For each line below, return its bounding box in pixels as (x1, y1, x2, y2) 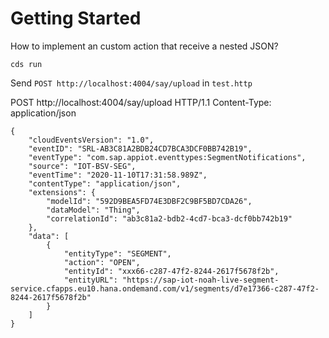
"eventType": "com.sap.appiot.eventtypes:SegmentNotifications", (28, 152, 307, 162)
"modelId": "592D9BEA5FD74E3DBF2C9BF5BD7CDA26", (46, 196, 253, 206)
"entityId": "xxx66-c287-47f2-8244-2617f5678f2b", (63, 266, 280, 276)
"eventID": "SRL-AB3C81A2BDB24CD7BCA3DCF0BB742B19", (28, 143, 253, 154)
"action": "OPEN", (63, 257, 141, 267)
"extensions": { (28, 187, 97, 197)
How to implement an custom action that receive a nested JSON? (10, 40, 279, 52)
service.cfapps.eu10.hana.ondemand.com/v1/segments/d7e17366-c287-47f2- (10, 283, 320, 294)
